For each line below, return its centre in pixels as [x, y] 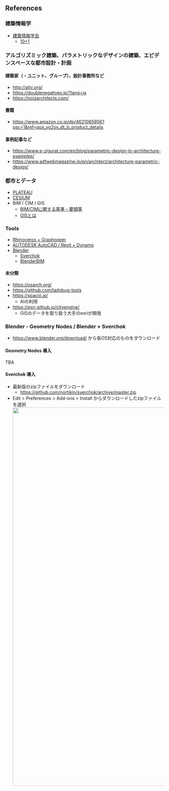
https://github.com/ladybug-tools [47, 290]
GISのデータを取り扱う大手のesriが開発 [61, 313]
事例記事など [18, 139]
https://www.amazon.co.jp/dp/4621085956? [58, 122]
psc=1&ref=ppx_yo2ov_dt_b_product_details [58, 127]
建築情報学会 [26, 35]
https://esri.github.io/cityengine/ [46, 307]
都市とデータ [21, 181]
